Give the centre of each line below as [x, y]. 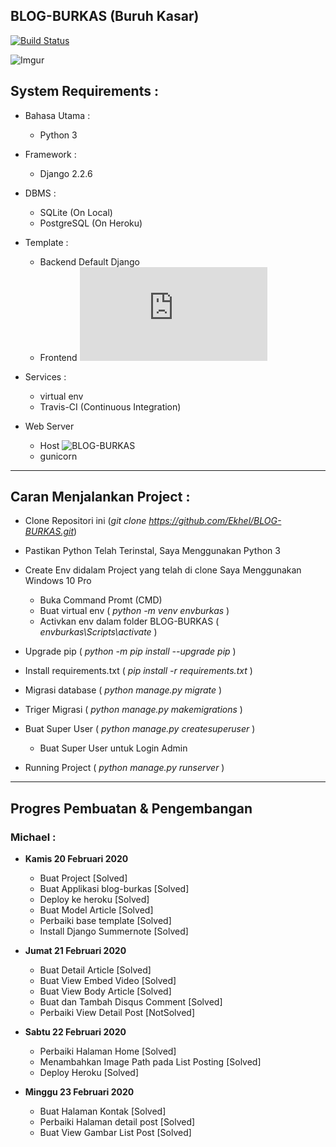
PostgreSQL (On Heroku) [91, 223]
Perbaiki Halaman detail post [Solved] [117, 1122]
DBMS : [40, 193]
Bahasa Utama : [57, 115]
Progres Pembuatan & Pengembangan [131, 808]
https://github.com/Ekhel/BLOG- [215, 521]
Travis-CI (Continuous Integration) [110, 406]
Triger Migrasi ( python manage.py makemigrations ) [133, 710]
